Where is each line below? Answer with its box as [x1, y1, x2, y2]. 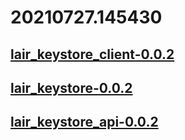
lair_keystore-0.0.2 [10, 79, 133, 96]
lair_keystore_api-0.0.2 [10, 114, 159, 131]
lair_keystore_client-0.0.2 [10, 46, 175, 63]
